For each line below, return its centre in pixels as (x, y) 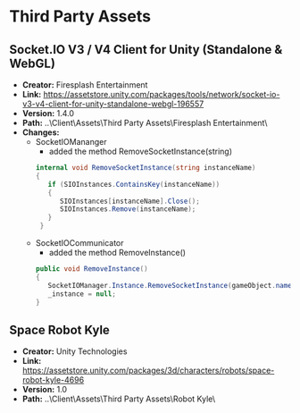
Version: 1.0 (45, 390)
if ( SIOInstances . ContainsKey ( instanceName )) (134, 184)
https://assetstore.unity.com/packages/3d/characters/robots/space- (148, 371)
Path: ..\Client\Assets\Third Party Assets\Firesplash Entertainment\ (145, 123)
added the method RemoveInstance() (117, 253)
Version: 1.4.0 (48, 113)
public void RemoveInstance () (92, 269)
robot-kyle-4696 (53, 380)
